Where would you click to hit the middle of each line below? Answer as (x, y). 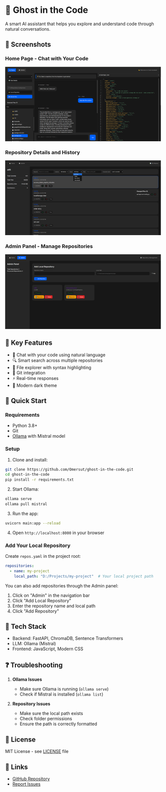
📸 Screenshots (28, 45)
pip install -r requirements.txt (40, 480)
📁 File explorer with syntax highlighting (52, 367)
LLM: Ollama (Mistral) (34, 644)
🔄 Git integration (29, 373)
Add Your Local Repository (38, 545)
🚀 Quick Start (26, 400)
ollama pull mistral (26, 504)
